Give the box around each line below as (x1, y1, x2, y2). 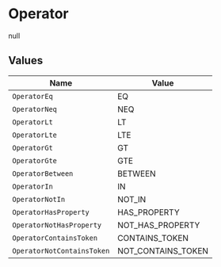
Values (8, 54, 44, 67)
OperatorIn (12, 181, 53, 191)
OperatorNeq (12, 105, 58, 113)
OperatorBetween (12, 169, 74, 178)
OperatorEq (12, 92, 53, 101)
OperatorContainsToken (12, 233, 97, 242)
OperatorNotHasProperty (12, 220, 102, 230)
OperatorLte (12, 130, 58, 139)
